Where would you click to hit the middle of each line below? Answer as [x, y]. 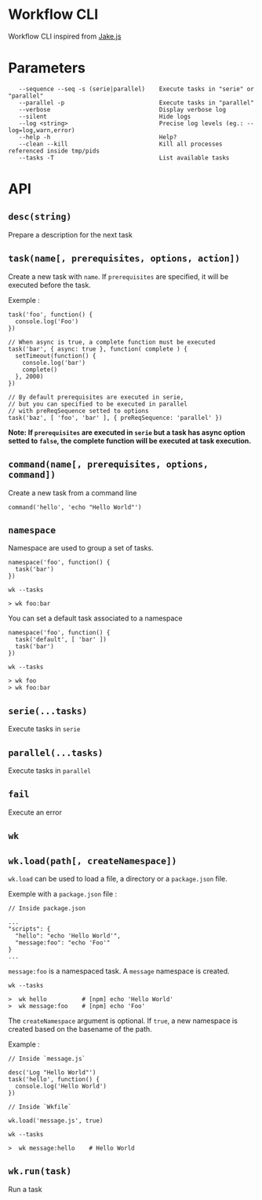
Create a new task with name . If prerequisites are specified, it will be [118, 276]
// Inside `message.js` [47, 1058]
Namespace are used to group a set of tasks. [81, 548]
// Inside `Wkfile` [40, 1106]
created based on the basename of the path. [80, 1029]
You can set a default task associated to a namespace [95, 618]
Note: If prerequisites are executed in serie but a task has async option [127, 432]
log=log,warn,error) [42, 130]
